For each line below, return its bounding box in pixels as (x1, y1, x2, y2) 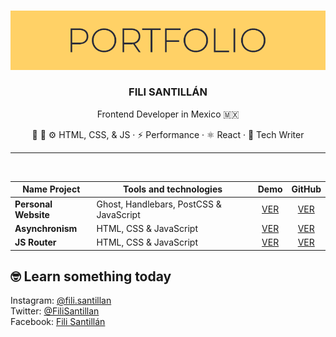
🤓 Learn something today (10, 268, 172, 285)
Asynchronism (14, 222, 78, 234)
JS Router (14, 236, 57, 249)
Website (14, 208, 50, 220)
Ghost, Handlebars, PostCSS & (96, 198, 222, 210)
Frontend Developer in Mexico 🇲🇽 (96, 108, 240, 120)
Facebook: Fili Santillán (10, 316, 106, 328)
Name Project (22, 183, 81, 195)
